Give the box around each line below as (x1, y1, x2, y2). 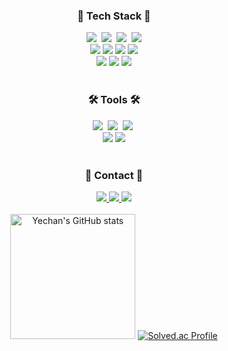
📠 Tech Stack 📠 (77, 9, 151, 23)
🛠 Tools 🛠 (87, 93, 141, 107)
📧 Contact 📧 (84, 168, 144, 182)
